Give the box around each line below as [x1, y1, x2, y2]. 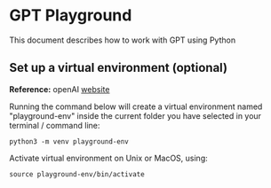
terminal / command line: [9, 120, 100, 130]
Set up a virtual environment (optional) [9, 60, 228, 75]
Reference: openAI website [9, 83, 110, 94]
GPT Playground [9, 5, 132, 26]
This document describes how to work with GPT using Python [9, 35, 236, 45]
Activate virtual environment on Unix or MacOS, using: [9, 153, 209, 163]
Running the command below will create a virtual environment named [9, 101, 263, 112]
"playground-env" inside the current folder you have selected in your [9, 110, 262, 121]
